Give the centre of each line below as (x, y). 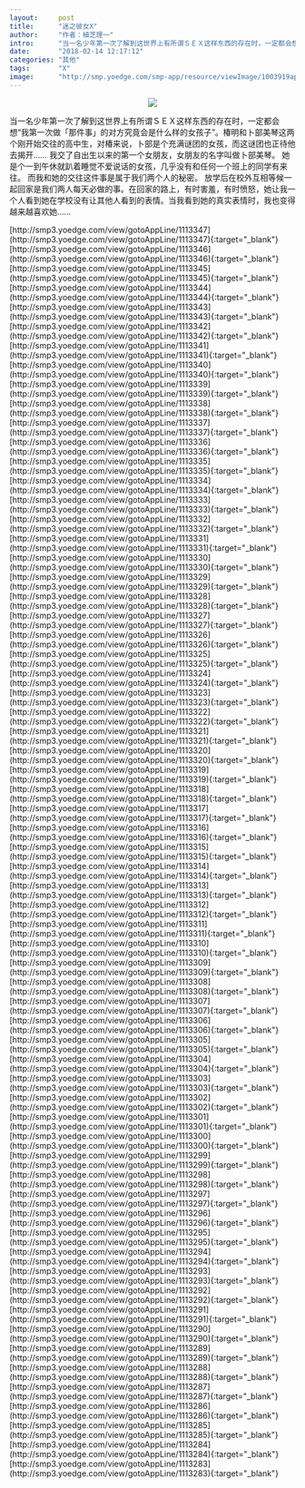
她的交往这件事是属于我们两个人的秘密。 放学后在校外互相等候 (167, 177)
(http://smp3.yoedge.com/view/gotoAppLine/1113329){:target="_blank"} (144, 586)
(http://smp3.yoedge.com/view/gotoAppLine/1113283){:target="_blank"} (144, 1473)
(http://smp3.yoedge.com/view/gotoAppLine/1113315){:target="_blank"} (143, 856)
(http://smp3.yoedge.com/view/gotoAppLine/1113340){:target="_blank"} (144, 374)
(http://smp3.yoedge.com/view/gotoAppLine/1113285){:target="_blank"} (144, 1434)
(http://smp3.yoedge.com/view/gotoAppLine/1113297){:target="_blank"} (144, 1203)
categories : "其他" (45, 60)
